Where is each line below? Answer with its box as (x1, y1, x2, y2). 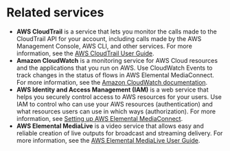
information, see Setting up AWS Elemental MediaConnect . (16, 114, 183, 122)
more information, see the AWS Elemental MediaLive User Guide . (16, 136, 200, 144)
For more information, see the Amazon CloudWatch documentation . (16, 78, 208, 86)
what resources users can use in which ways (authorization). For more (16, 107, 216, 115)
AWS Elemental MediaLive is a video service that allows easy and (16, 122, 204, 130)
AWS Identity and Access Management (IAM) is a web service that (16, 85, 209, 94)
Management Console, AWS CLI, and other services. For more (16, 42, 193, 50)
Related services (6, 5, 104, 20)
